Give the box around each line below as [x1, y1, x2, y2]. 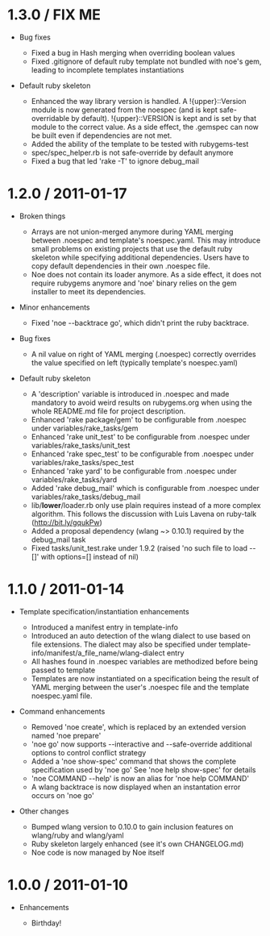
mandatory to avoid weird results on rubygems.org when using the [31, 397, 252, 407]
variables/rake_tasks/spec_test [31, 457, 135, 467]
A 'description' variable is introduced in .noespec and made [31, 389, 230, 398]
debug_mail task [31, 535, 86, 544]
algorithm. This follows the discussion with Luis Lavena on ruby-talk [31, 509, 257, 518]
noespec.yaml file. [31, 691, 93, 701]
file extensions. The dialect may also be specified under [31, 639, 218, 649]
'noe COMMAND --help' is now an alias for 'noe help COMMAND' [31, 773, 250, 783]
